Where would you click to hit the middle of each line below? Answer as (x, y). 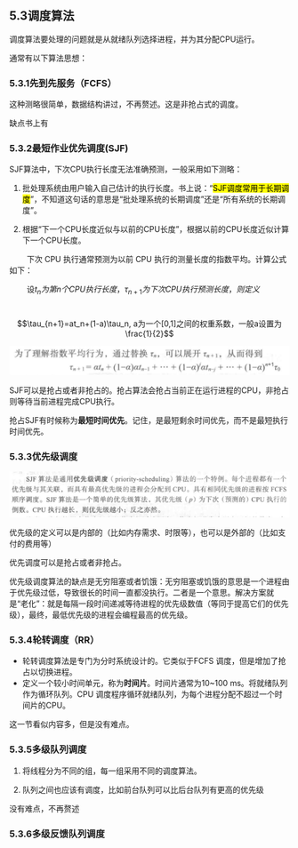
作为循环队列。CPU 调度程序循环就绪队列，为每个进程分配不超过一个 (149, 694)
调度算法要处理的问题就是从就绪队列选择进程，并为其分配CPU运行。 (134, 39)
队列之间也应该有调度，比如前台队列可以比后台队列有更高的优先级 (143, 789)
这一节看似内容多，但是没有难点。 (72, 724)
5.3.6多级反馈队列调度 (57, 834)
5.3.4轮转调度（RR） (54, 640)
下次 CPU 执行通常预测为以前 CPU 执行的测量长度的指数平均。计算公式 (157, 260)
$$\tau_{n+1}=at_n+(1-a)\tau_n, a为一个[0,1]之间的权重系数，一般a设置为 (149, 324)
